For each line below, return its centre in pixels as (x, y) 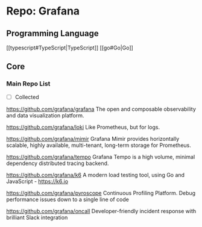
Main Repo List (28, 84)
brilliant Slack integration (37, 217)
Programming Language (53, 33)
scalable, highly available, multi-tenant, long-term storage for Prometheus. (99, 145)
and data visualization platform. (45, 115)
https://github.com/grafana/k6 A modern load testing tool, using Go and (96, 175)
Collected (27, 97)
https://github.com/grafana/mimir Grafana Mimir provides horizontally (93, 138)
